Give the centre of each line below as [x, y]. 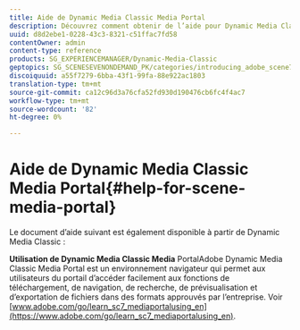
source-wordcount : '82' [54, 109]
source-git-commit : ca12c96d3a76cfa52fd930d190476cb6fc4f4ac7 [127, 92]
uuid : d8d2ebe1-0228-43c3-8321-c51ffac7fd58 [93, 34]
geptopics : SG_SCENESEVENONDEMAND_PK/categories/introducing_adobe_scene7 [151, 68]
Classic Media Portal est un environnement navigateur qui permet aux [137, 268]
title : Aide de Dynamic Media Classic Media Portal [107, 17]
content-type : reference [55, 51]
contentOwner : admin [48, 42]
